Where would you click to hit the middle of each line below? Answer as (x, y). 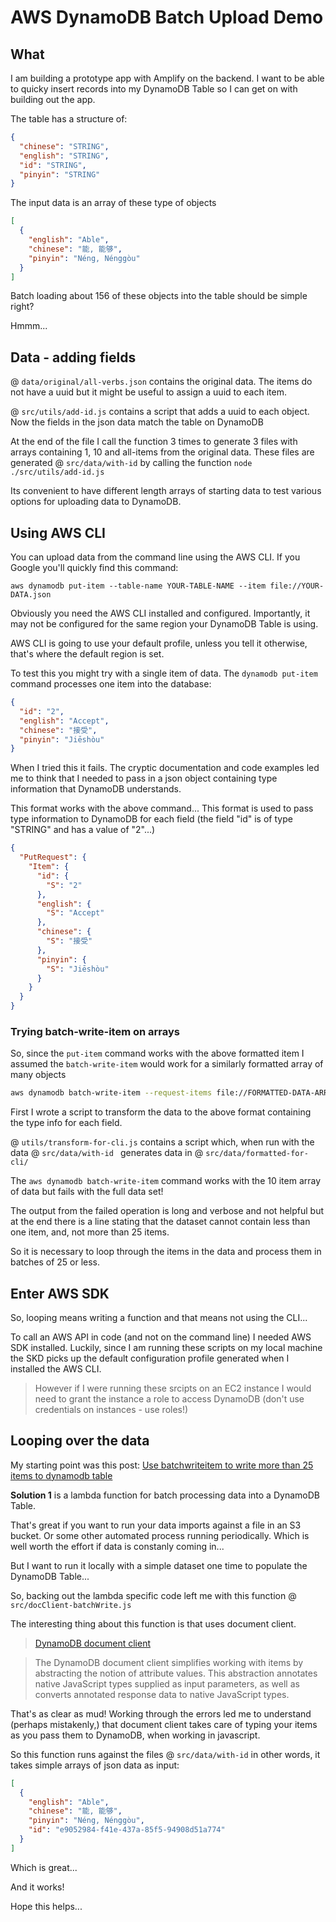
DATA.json (31, 595)
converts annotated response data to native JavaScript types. (162, 1694)
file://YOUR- (297, 586)
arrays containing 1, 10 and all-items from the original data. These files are (162, 452)
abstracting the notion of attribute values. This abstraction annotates (176, 1673)
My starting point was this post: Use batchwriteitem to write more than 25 (162, 1465)
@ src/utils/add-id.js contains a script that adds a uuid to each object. (160, 412)
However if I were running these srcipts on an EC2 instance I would (173, 1388)
